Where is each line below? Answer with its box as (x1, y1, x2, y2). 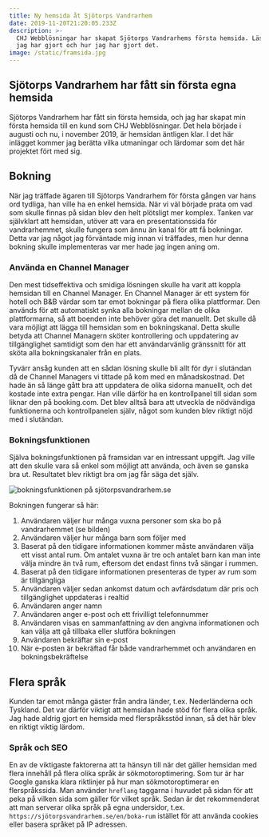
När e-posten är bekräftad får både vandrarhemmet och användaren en (20, 643, 256, 653)
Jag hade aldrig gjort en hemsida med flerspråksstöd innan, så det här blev (9, 714, 256, 723)
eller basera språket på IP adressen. (9, 819, 128, 829)
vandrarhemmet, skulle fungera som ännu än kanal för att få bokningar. (9, 225, 243, 234)
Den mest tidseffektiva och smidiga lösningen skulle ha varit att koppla (9, 279, 242, 289)
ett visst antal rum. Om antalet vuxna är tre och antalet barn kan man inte (20, 550, 261, 560)
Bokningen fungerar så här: (9, 501, 99, 511)
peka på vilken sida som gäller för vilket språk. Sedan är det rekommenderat (9, 794, 260, 804)
